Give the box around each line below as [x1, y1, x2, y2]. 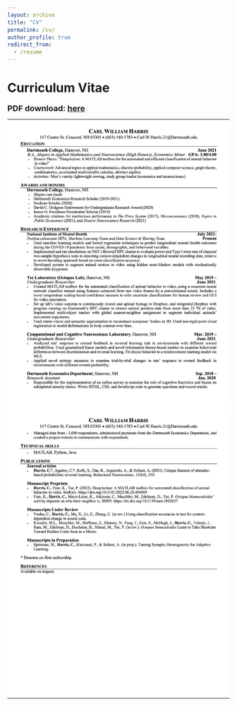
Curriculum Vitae [7, 80, 110, 96]
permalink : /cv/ [7, 26, 55, 33]
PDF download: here [7, 103, 85, 113]
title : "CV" [7, 18, 42, 26]
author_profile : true [7, 34, 71, 41]
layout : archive [7, 11, 55, 18]
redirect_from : [7, 41, 52, 49]
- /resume [13, 49, 42, 56]
